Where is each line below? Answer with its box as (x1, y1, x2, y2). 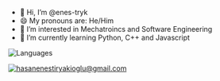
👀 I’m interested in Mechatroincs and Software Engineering (19, 25, 213, 33)
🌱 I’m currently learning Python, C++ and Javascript (19, 33, 191, 42)
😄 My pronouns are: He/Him (19, 16, 114, 25)
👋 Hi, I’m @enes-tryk (19, 8, 88, 17)
